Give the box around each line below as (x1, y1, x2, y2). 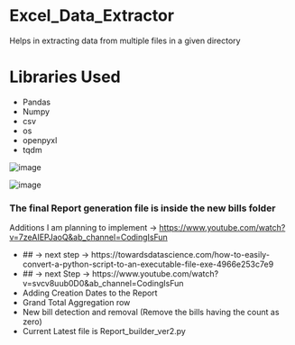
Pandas (22, 96, 51, 107)
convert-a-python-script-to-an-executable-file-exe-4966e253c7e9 (22, 259, 274, 270)
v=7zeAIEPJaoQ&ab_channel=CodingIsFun (9, 232, 169, 243)
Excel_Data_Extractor (9, 5, 174, 26)
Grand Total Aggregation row (22, 297, 131, 308)
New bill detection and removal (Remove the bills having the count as (22, 307, 280, 318)
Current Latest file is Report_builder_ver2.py (22, 326, 187, 337)
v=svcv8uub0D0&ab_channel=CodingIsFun (22, 278, 184, 289)
